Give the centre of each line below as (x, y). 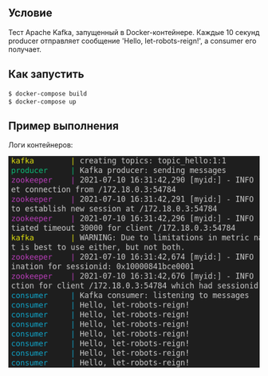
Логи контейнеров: (41, 145)
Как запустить (46, 74)
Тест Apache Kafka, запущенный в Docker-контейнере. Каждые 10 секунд (134, 32)
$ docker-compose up (43, 102)
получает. (25, 49)
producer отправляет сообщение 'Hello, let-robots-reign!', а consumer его (132, 41)
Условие (30, 13)
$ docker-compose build (48, 94)
